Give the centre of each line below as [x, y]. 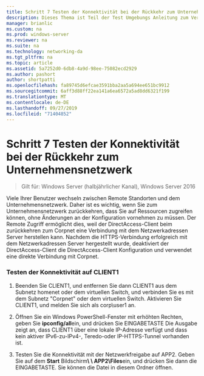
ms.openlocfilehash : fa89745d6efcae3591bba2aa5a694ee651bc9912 [88, 86]
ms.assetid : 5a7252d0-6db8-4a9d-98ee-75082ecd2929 [72, 68]
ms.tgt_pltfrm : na [29, 57]
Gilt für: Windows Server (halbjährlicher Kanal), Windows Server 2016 [108, 187]
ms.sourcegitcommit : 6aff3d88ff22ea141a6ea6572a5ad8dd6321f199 [88, 91]
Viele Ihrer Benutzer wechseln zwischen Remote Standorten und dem [93, 198]
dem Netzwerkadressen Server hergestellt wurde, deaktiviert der [87, 243]
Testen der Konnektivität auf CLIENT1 [63, 273]
